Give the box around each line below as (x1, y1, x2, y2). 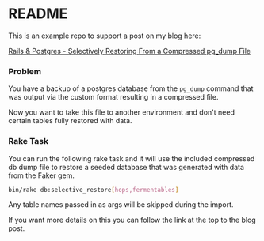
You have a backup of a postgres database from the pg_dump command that (8, 84, 254, 93)
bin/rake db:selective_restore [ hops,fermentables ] (8, 186, 179, 194)
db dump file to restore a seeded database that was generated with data (8, 162, 244, 171)
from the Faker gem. (8, 171, 75, 180)
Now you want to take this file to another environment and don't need (8, 107, 235, 117)
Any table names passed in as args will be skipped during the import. (8, 200, 234, 209)
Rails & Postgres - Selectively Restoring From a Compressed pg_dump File (8, 46, 251, 55)
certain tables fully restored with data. (8, 116, 132, 126)
